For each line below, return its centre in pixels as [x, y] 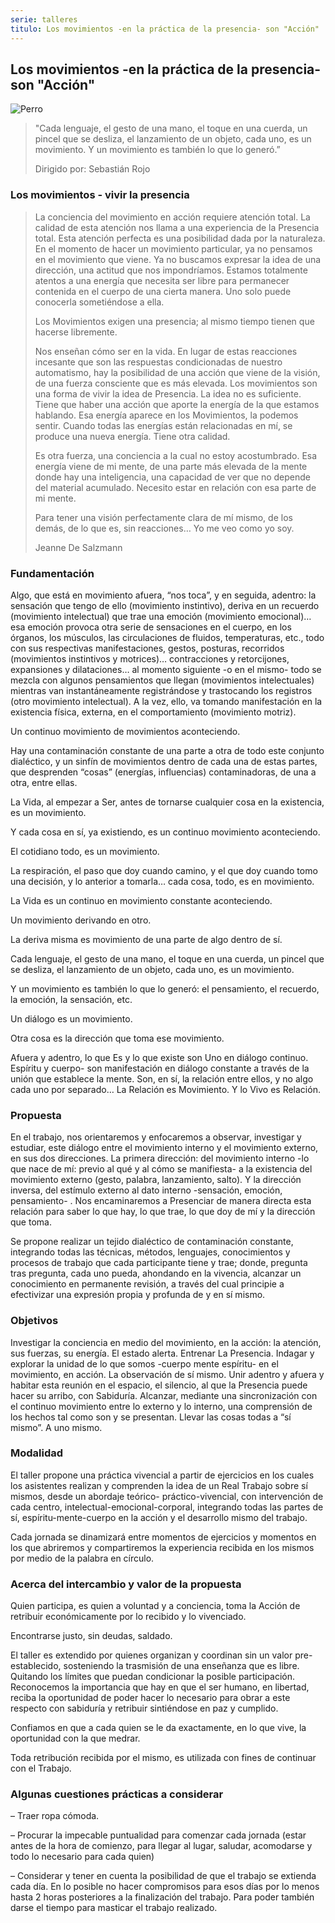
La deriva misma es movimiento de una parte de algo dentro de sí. [146, 939]
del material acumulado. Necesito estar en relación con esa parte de [175, 487]
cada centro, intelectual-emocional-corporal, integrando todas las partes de [167, 1507]
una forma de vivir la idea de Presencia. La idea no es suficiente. [168, 393]
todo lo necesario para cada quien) [82, 1857]
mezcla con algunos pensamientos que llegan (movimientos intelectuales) [162, 680]
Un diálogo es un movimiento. [71, 1018]
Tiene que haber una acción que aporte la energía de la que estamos [177, 404]
